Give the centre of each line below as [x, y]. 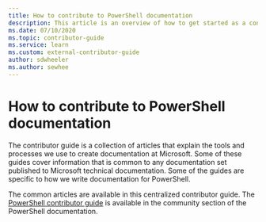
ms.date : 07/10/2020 [42, 30]
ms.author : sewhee [38, 67]
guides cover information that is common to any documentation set [118, 162]
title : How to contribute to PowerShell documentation [101, 15]
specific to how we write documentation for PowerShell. [99, 178]
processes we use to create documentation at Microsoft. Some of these [125, 153]
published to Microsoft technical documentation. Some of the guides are [126, 170]
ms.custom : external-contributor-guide [74, 52]
